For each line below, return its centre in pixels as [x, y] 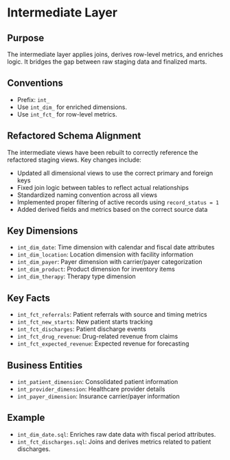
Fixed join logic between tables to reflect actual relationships [103, 187]
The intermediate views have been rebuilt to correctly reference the [103, 152]
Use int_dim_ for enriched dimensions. [72, 107]
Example [26, 418]
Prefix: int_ [33, 99]
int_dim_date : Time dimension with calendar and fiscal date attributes [116, 247]
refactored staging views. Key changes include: [74, 160]
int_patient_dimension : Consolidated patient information [97, 382]
